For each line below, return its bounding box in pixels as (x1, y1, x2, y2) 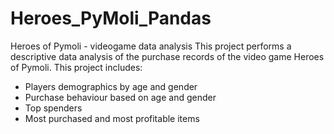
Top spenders (24, 102, 83, 114)
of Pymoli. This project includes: (10, 61, 143, 73)
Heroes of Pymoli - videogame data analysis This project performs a (10, 40, 292, 52)
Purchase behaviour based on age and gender (24, 91, 217, 103)
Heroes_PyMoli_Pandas (10, 7, 212, 30)
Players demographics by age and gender (24, 80, 198, 92)
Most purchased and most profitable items (24, 112, 200, 124)
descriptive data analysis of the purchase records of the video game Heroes (10, 50, 325, 62)
